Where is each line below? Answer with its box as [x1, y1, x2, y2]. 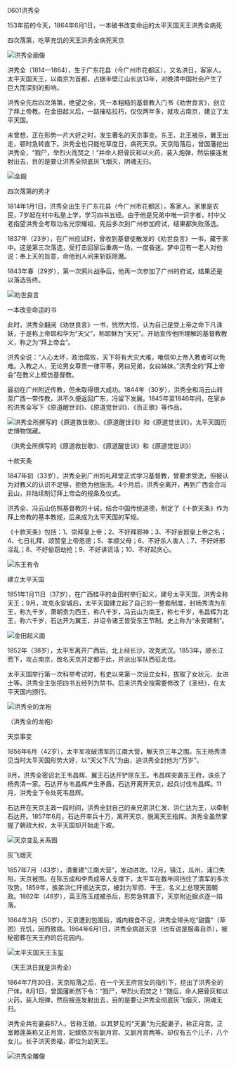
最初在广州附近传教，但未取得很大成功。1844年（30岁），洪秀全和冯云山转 [7, 386, 223, 393]
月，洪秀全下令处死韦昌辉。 [7, 789, 88, 797]
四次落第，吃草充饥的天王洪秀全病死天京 [7, 36, 124, 44]
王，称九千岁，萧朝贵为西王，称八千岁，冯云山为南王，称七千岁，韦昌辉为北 [7, 608, 229, 616]
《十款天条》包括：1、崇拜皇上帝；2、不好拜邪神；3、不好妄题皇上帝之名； [7, 528, 227, 536]
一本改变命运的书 [7, 306, 57, 314]
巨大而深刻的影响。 [7, 84, 63, 91]
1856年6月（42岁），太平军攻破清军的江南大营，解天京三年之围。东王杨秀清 [7, 747, 227, 755]
